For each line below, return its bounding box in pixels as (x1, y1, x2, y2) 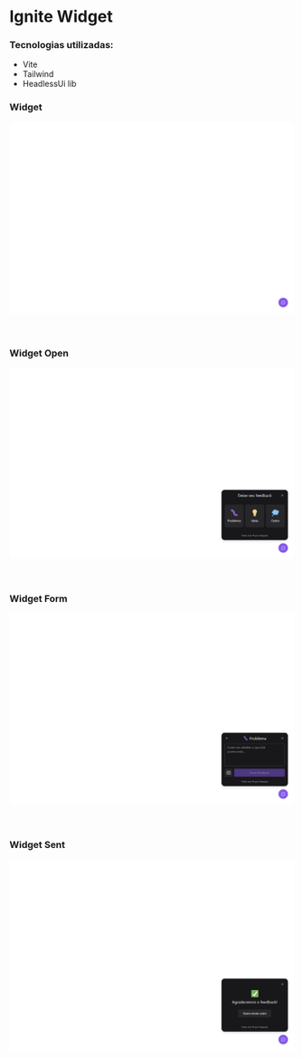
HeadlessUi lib (22, 79, 77, 90)
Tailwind (22, 69, 54, 80)
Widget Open (9, 347, 70, 359)
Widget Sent (9, 838, 66, 851)
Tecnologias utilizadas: (9, 39, 114, 52)
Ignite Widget (9, 6, 113, 27)
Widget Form (9, 593, 68, 605)
